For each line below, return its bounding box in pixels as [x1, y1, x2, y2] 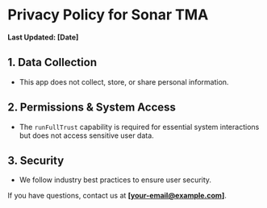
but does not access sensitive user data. [19, 131, 154, 140]
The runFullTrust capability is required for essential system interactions [19, 122, 260, 131]
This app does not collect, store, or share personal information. [19, 77, 229, 86]
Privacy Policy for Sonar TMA [7, 6, 209, 24]
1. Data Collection [7, 56, 98, 69]
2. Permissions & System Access [7, 101, 177, 114]
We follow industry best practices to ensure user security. [19, 175, 211, 185]
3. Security [7, 153, 65, 167]
